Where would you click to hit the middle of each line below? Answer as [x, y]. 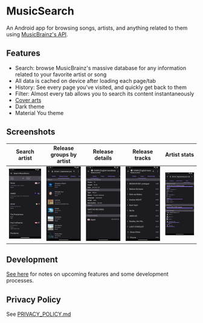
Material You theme [39, 113]
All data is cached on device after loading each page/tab [85, 80]
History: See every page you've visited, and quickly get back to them [101, 87]
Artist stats [180, 155]
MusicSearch [40, 11]
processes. [20, 281]
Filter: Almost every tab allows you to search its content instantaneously [105, 93]
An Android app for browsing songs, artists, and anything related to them [97, 28]
